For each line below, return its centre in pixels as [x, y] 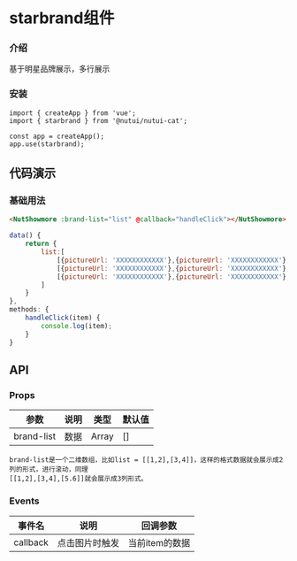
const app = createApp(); [57, 136]
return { [41, 244]
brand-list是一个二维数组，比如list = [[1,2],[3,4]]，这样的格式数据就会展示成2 [146, 460]
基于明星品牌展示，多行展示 [60, 69]
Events [24, 501]
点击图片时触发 [88, 542]
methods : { [29, 310]
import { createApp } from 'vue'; [73, 113]
